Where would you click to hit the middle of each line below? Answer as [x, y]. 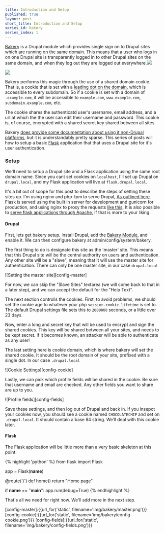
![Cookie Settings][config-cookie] [39, 370]
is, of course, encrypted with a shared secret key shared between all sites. [81, 123]
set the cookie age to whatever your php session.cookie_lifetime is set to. [81, 304]
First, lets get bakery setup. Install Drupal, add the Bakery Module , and [76, 235]
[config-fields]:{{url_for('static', [67, 520]
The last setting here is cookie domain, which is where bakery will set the [79, 350]
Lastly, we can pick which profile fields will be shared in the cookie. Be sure [82, 379]
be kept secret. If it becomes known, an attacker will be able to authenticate [82, 335]
